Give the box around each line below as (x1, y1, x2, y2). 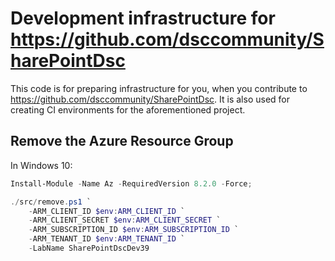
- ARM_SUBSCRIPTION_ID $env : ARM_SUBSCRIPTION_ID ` (28, 225, 240, 235)
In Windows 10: (10, 159, 73, 171)
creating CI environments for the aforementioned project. (10, 103, 246, 116)
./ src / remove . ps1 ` (10, 197, 92, 207)
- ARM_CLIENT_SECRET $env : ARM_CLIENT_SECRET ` (28, 215, 222, 226)
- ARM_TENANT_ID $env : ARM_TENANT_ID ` (28, 234, 186, 244)
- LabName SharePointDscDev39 (28, 243, 150, 253)
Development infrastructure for (10, 7, 276, 30)
